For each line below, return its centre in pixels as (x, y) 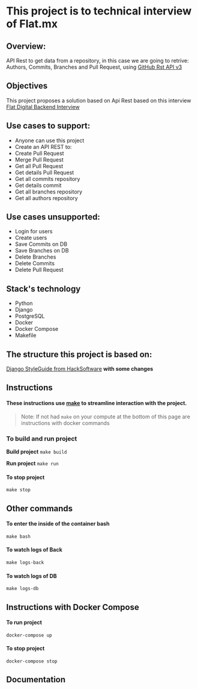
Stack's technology (43, 288)
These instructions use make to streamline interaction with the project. (97, 403)
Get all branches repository (49, 192)
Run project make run (32, 463)
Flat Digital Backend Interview (43, 107)
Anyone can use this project (49, 140)
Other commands (40, 508)
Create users (31, 238)
